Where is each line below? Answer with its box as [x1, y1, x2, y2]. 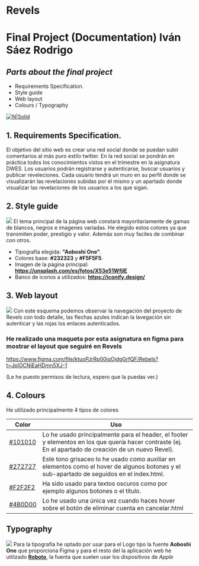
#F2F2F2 [9, 483, 36, 491]
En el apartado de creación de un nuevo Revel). [42, 445, 174, 453]
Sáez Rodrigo [6, 43, 73, 57]
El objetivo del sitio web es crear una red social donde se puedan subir [6, 146, 179, 153]
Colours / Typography [14, 102, 69, 109]
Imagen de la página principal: [14, 261, 89, 268]
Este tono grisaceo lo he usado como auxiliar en [42, 455, 176, 463]
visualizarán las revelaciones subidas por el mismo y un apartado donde [6, 178, 182, 185]
